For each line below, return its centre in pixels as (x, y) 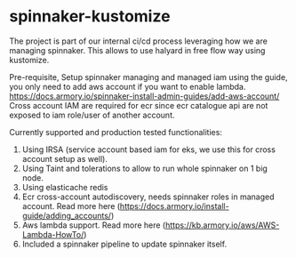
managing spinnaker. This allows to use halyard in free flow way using (137, 50)
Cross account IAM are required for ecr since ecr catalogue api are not (139, 105)
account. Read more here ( (71, 206)
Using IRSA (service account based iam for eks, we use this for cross (148, 149)
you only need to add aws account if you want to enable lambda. (128, 86)
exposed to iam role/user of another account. (92, 115)
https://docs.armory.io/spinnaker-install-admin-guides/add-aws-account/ (144, 96)
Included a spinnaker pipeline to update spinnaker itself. (124, 244)
